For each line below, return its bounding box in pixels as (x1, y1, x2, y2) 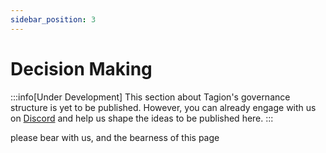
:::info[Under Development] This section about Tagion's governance (10, 91, 291, 103)
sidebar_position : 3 (10, 14, 97, 25)
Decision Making (10, 57, 153, 80)
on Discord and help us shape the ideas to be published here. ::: (10, 112, 274, 124)
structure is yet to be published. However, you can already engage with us (10, 101, 317, 113)
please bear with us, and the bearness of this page (10, 131, 220, 143)
